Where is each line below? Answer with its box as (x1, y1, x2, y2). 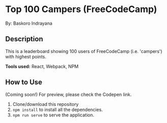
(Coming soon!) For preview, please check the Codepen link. (5, 91, 132, 97)
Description (5, 35, 43, 43)
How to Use (5, 78, 43, 87)
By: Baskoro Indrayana (5, 20, 52, 26)
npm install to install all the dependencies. (12, 106, 103, 112)
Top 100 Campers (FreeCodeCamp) (5, 4, 157, 15)
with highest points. (5, 53, 47, 59)
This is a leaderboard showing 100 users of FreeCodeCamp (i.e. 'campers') (5, 48, 162, 54)
